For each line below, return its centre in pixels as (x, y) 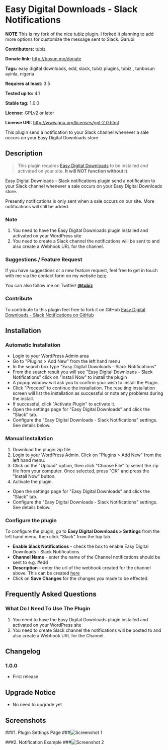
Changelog (23, 651)
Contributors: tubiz (26, 49)
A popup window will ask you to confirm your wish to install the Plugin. (86, 383)
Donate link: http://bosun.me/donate (43, 58)
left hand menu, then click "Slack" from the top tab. (58, 536)
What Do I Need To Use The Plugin (48, 609)
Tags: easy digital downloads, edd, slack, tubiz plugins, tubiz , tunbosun (80, 68)
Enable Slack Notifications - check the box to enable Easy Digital (80, 546)
